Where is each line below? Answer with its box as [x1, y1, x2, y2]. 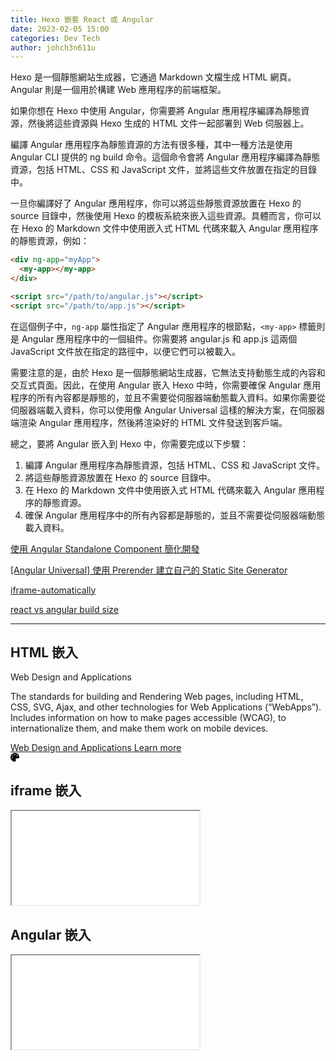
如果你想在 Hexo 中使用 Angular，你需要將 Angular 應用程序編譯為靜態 [10, 105, 302, 117]
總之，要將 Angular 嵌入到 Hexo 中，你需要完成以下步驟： [10, 437, 250, 450]
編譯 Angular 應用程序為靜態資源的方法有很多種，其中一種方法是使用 [10, 139, 293, 151]
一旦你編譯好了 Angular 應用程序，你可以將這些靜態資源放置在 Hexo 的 [10, 197, 302, 210]
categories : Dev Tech [10, 33, 101, 43]
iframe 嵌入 [10, 782, 82, 799]
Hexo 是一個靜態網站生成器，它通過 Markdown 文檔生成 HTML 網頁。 [10, 71, 297, 83]
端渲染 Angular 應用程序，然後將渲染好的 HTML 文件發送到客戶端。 [10, 416, 288, 428]
